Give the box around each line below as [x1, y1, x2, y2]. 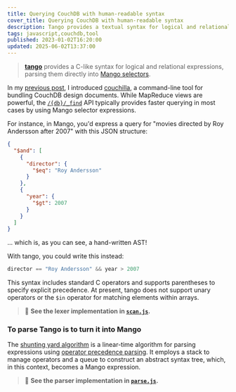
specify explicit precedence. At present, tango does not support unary [7, 286, 211, 294]
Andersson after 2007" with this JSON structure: [7, 127, 147, 135]
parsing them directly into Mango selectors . [24, 70, 151, 78]
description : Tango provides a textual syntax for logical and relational [7, 23, 231, 30]
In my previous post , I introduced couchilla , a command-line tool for [7, 84, 204, 91]
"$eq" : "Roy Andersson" [32, 167, 102, 174]
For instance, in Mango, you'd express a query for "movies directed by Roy [7, 120, 224, 127]
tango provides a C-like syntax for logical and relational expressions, [24, 63, 224, 70]
